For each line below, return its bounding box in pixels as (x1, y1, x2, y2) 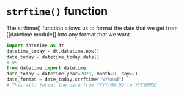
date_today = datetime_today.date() (6, 53, 100, 60)
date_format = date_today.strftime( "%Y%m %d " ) (6, 77, 124, 83)
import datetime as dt (6, 43, 64, 49)
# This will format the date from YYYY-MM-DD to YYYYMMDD (6, 82, 157, 89)
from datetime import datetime (6, 65, 86, 71)
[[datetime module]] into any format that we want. (6, 30, 131, 38)
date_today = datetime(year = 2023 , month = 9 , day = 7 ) (6, 71, 138, 77)
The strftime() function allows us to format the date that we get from (6, 24, 178, 32)
